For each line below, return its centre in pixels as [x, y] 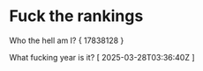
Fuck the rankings [76, 16]
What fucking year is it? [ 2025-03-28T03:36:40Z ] [102, 57]
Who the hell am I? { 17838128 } [67, 40]
